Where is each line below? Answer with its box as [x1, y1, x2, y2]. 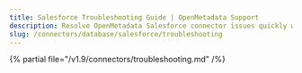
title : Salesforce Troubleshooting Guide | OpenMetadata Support [9, 12, 259, 22]
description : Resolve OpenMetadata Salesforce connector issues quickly [9, 21, 288, 30]
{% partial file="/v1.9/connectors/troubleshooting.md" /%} [9, 54, 226, 65]
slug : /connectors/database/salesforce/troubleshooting [9, 29, 223, 38]
